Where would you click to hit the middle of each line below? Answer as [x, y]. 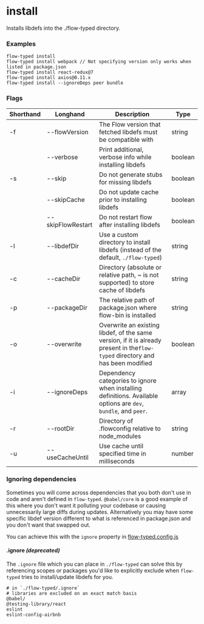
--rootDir [60, 428]
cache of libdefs [122, 290]
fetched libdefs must [128, 132]
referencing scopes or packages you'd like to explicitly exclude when [93, 570]
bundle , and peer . [123, 411]
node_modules [120, 436]
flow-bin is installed [127, 315]
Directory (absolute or [131, 267]
